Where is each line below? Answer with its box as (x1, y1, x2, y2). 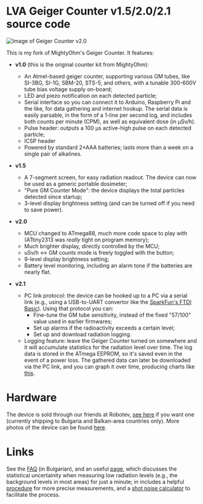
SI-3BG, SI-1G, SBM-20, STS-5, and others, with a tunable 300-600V (24, 79, 196, 86)
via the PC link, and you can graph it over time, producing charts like (24, 363, 195, 370)
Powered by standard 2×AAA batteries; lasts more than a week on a (24, 143, 194, 151)
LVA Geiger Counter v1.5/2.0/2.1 (6, 4, 171, 18)
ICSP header (24, 137, 56, 144)
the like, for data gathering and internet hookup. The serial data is (24, 105, 188, 112)
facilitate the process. (6, 491, 61, 498)
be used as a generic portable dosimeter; (24, 180, 127, 187)
